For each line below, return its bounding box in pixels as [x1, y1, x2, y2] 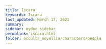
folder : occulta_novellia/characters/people [5, 36, 101, 41]
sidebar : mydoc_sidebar [5, 27, 56, 32]
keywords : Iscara [5, 12, 42, 17]
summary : [5, 21, 24, 27]
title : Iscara [5, 7, 36, 13]
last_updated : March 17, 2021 [5, 17, 70, 22]
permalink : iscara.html [5, 31, 56, 36]
